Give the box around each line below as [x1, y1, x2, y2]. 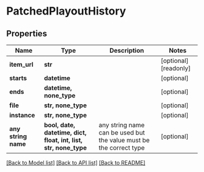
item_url [9, 61, 33, 68]
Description [109, 47, 144, 55]
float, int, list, [44, 136, 83, 144]
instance [9, 111, 35, 119]
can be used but [98, 128, 145, 137]
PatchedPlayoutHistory [6, 4, 126, 18]
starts [9, 74, 27, 82]
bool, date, [44, 121, 75, 129]
